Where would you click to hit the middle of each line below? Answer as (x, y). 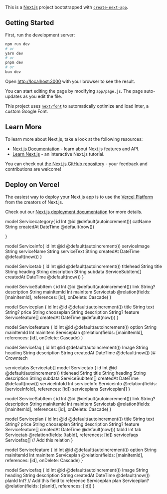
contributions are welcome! (33, 169)
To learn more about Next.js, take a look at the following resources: (74, 139)
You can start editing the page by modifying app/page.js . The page (74, 91)
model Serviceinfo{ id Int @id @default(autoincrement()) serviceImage (78, 246)
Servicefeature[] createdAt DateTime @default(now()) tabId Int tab (73, 429)
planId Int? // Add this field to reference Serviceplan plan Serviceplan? (77, 481)
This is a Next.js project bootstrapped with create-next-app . (67, 7)
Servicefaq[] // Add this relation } (39, 440)
